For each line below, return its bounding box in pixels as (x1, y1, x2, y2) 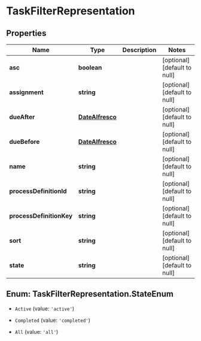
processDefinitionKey (9, 212, 73, 220)
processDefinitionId (9, 187, 67, 195)
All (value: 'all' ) (14, 328, 59, 335)
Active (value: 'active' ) (14, 304, 75, 312)
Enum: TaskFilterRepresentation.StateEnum (6, 289, 173, 299)
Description (122, 46, 157, 54)
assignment (9, 88, 44, 96)
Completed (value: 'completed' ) (14, 316, 91, 324)
